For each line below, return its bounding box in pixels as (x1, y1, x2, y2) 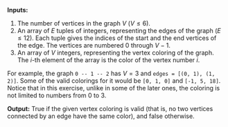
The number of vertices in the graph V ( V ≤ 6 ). (17, 19, 151, 27)
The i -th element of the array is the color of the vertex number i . (17, 56, 200, 64)
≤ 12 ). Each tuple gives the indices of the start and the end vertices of (17, 34, 217, 42)
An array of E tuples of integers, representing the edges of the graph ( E (17, 27, 221, 35)
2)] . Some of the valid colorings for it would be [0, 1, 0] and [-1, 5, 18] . (7, 77, 221, 85)
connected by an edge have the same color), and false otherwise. (7, 112, 195, 120)
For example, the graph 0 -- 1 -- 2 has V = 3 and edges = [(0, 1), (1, (7, 69, 216, 77)
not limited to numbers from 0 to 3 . (7, 91, 107, 99)
